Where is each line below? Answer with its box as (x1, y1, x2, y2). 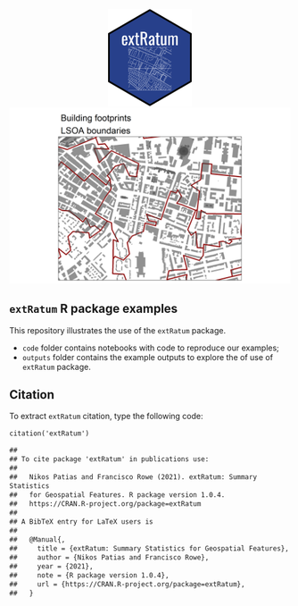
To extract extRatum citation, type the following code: (9, 411, 203, 422)
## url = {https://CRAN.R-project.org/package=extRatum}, (9, 580, 245, 589)
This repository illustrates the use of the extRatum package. (9, 324, 226, 335)
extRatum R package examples (9, 301, 178, 316)
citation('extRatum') (9, 429, 90, 438)
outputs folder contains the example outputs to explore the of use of (21, 351, 274, 362)
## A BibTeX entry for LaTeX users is (9, 518, 153, 526)
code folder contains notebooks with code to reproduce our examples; (21, 342, 279, 353)
